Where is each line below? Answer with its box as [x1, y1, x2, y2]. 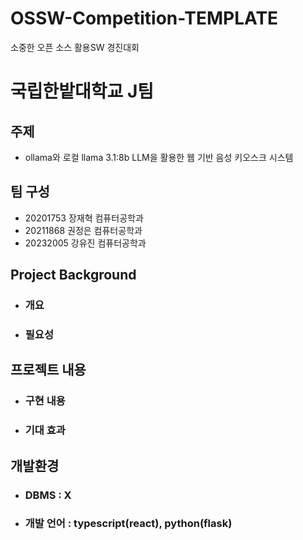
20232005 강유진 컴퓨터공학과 [24, 237, 147, 249]
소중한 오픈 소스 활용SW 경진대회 [10, 41, 140, 53]
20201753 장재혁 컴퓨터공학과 [24, 212, 144, 224]
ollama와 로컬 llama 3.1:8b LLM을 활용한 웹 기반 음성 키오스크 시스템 [24, 151, 294, 163]
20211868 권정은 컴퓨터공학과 [24, 224, 143, 236]
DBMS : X [24, 488, 72, 502]
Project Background [10, 267, 137, 284]
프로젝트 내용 [10, 362, 87, 379]
